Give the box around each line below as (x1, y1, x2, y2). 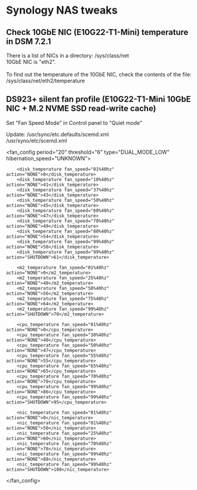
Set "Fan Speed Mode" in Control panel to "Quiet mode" (6, 119, 143, 126)
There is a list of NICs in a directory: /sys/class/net (6, 52, 129, 59)
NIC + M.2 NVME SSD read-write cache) (6, 104, 156, 114)
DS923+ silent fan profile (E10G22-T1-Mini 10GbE (6, 94, 191, 104)
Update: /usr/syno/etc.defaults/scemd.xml (6, 131, 109, 138)
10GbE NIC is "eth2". (6, 59, 56, 65)
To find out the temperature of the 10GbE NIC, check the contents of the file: (6, 71, 192, 78)
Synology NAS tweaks (6, 4, 118, 17)
